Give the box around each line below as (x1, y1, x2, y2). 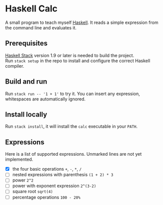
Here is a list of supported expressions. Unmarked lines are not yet (5, 151, 142, 157)
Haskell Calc (5, 3, 58, 14)
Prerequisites (5, 39, 48, 48)
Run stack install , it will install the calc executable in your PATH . (5, 123, 138, 129)
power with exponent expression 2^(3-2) (12, 183, 96, 189)
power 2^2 (12, 177, 34, 183)
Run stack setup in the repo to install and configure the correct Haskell (5, 58, 151, 64)
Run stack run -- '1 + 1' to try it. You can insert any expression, (5, 91, 140, 97)
